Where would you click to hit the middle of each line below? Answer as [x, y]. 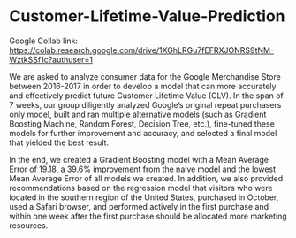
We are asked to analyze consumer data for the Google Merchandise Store [145, 76]
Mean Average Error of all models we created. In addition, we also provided [146, 178]
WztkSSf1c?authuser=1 [51, 59]
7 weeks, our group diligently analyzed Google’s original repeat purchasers [145, 104]
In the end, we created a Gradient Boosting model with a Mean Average [139, 159]
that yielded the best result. [59, 142]
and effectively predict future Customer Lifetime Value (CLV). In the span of [147, 96]
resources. [29, 225]
